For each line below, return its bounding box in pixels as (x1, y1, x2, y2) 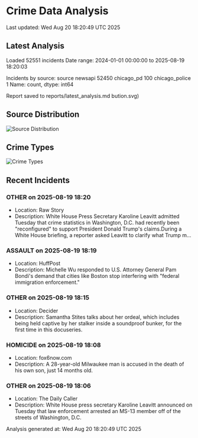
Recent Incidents (6, 175, 70, 185)
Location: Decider (14, 307, 59, 314)
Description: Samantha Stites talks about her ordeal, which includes (14, 313, 180, 321)
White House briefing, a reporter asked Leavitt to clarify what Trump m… (14, 232, 191, 239)
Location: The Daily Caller (14, 395, 78, 402)
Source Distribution (6, 110, 80, 120)
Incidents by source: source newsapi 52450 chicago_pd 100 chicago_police (6, 74, 191, 81)
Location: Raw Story (14, 206, 64, 214)
